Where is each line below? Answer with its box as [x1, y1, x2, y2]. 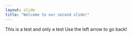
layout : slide [5, 7, 36, 13]
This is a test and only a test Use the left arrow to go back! [5, 26, 127, 32]
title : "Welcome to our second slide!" [5, 12, 90, 17]
